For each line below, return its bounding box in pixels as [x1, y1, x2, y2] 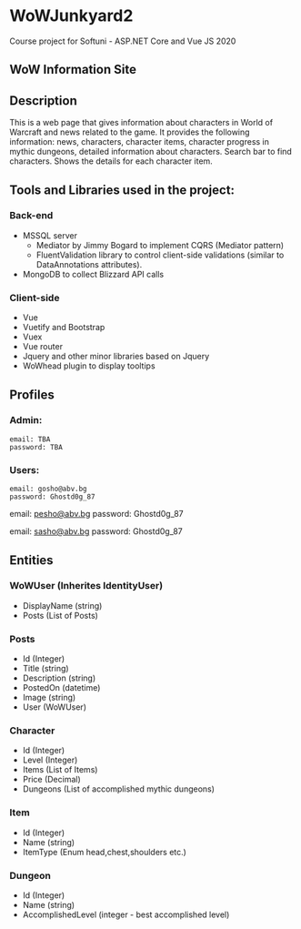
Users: [9, 463, 40, 476]
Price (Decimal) [22, 774, 82, 785]
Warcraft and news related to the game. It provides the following [9, 126, 250, 137]
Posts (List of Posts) [22, 610, 98, 621]
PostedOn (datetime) [22, 682, 101, 693]
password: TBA [9, 442, 64, 451]
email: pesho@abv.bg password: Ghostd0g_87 [9, 509, 184, 520]
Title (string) [22, 663, 70, 674]
